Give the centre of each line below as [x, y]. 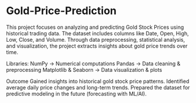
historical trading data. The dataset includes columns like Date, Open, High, [98, 33]
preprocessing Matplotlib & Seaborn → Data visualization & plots [84, 69]
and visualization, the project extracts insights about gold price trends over [97, 46]
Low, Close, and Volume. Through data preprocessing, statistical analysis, [96, 39]
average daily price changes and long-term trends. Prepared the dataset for [98, 87]
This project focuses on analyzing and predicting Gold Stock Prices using [95, 27]
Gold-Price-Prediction [61, 11]
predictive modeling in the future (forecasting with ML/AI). [77, 94]
